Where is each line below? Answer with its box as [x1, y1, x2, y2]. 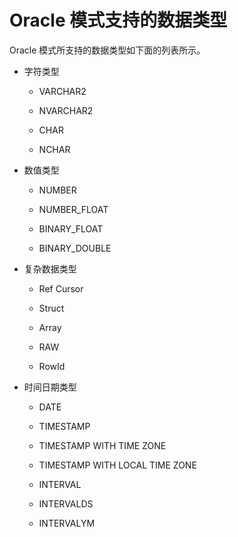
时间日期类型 [23, 381, 77, 393]
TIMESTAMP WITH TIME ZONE [38, 439, 167, 451]
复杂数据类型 [23, 262, 77, 275]
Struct [38, 302, 65, 314]
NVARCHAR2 [38, 104, 94, 116]
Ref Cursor [38, 282, 84, 295]
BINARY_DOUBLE [38, 242, 112, 254]
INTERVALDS [38, 497, 94, 510]
